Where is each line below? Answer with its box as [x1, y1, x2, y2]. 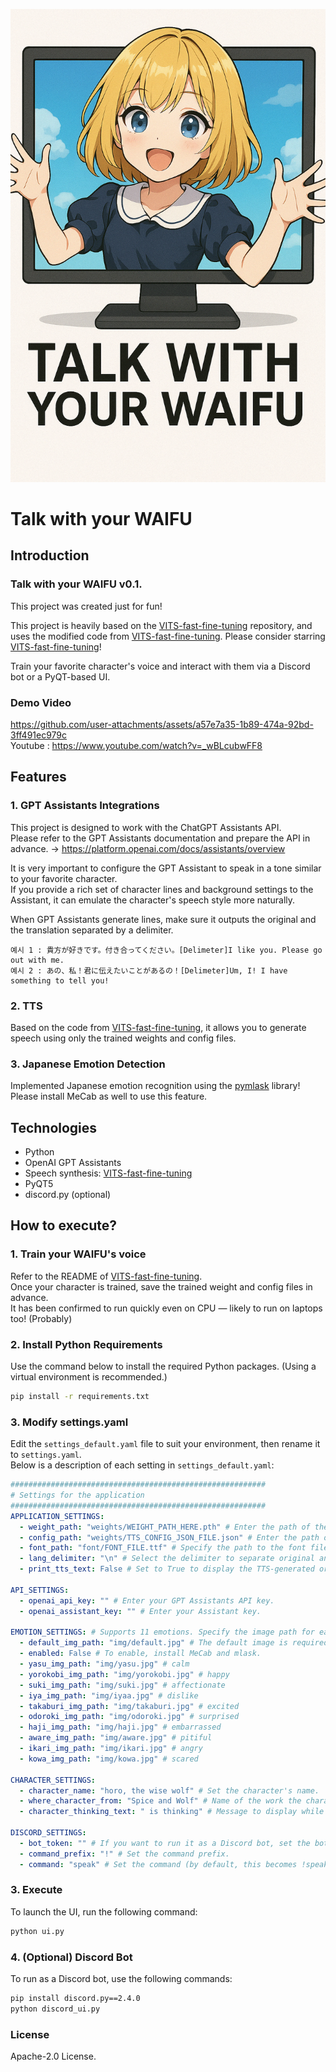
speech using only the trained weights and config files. [10, 1032, 237, 1044]
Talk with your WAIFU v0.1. [10, 577, 143, 591]
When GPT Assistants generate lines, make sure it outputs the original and [10, 913, 317, 925]
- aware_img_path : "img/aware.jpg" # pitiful [19, 1733, 213, 1743]
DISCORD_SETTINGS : [10, 1828, 87, 1838]
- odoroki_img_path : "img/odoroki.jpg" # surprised [19, 1712, 240, 1722]
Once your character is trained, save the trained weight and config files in [10, 1280, 313, 1293]
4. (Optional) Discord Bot [10, 1950, 133, 1964]
